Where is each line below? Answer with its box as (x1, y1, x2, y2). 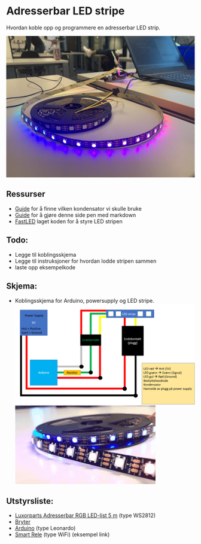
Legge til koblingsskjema (14, 251, 77, 258)
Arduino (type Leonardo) (14, 524, 76, 531)
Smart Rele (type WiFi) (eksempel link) (14, 531, 110, 538)
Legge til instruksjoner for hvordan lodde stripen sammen (14, 257, 157, 265)
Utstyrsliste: (6, 496, 54, 506)
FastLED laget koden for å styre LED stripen (14, 217, 123, 225)
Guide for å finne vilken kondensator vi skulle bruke (14, 205, 142, 212)
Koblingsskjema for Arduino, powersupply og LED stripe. (14, 297, 154, 304)
